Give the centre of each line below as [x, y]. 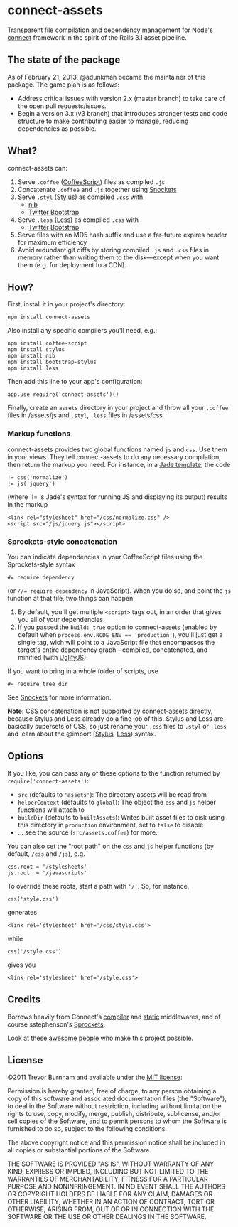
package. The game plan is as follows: [63, 85]
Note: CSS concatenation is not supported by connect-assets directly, [110, 711]
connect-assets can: [37, 168]
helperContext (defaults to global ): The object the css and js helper [117, 802]
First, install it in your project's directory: [66, 304]
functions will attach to [51, 810]
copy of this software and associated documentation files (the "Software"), [117, 1099]
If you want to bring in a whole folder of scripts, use [83, 671]
